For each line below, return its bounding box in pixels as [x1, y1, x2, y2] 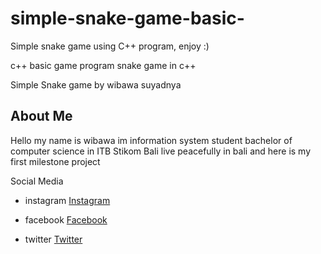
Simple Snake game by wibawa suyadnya [10, 78, 182, 91]
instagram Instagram [24, 194, 111, 206]
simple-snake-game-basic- [10, 7, 245, 30]
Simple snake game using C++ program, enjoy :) [10, 40, 210, 52]
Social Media [10, 175, 64, 187]
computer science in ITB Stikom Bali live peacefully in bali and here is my [10, 145, 312, 157]
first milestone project [10, 155, 101, 167]
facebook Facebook [24, 213, 108, 226]
